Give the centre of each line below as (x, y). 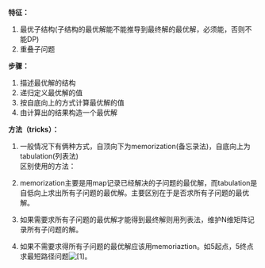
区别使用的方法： (48, 166)
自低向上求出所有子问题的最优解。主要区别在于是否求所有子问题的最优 (134, 193)
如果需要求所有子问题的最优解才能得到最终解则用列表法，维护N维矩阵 (134, 220)
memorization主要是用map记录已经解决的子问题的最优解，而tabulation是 (138, 183)
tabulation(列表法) (49, 156)
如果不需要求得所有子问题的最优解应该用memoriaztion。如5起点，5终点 (136, 246)
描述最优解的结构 (48, 83)
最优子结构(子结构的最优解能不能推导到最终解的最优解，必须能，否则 (132, 29)
